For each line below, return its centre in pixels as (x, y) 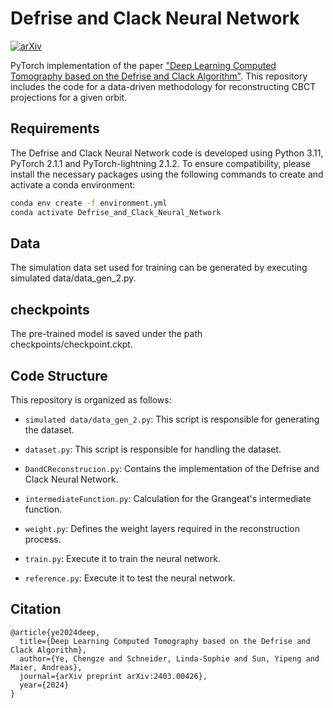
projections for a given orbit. (69, 97)
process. (43, 539)
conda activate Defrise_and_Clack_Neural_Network (116, 212)
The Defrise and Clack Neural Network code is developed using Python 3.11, (167, 153)
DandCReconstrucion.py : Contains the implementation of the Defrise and (172, 468)
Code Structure (59, 375)
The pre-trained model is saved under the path (106, 334)
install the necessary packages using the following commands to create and (167, 174)
